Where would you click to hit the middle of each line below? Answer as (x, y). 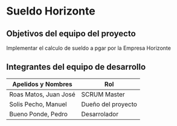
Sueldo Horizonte (51, 11)
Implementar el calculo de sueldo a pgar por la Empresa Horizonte (88, 48)
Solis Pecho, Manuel (38, 104)
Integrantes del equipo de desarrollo (76, 67)
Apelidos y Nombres (42, 84)
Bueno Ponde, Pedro (39, 114)
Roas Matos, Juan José (42, 94)
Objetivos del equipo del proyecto (71, 34)
